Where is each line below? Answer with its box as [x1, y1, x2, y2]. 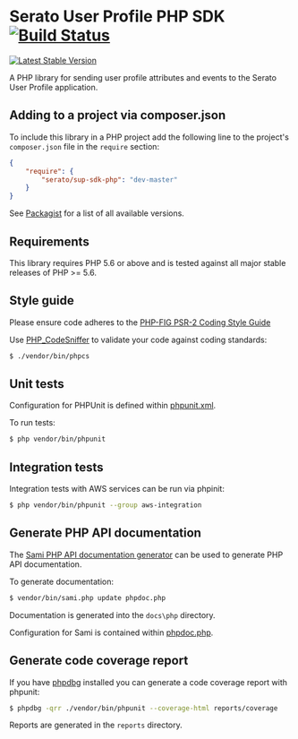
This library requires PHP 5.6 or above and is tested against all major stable [9, 257, 286, 268]
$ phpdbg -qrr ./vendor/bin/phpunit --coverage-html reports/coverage [9, 703, 278, 713]
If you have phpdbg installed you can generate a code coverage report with [9, 676, 288, 687]
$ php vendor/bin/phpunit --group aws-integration [9, 501, 202, 510]
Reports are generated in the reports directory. [9, 719, 183, 731]
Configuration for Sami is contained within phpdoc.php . [9, 627, 214, 638]
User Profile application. [9, 82, 98, 92]
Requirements [9, 234, 89, 249]
